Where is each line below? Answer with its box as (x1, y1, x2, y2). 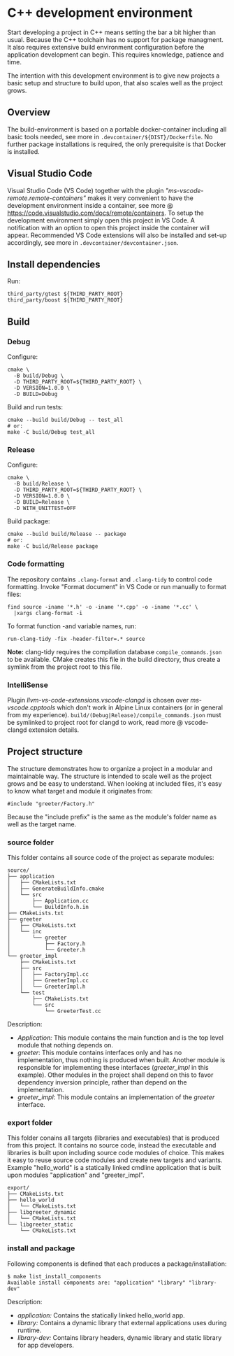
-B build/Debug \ (13, 372, 64, 379)
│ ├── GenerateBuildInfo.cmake (7, 885, 105, 893)
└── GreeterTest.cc (44, 1008, 101, 1015)
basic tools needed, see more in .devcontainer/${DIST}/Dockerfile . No (7, 132, 213, 141)
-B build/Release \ (13, 481, 71, 488)
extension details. (28, 726, 80, 734)
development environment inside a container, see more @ (7, 201, 173, 209)
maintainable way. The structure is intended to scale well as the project (7, 772, 212, 780)
